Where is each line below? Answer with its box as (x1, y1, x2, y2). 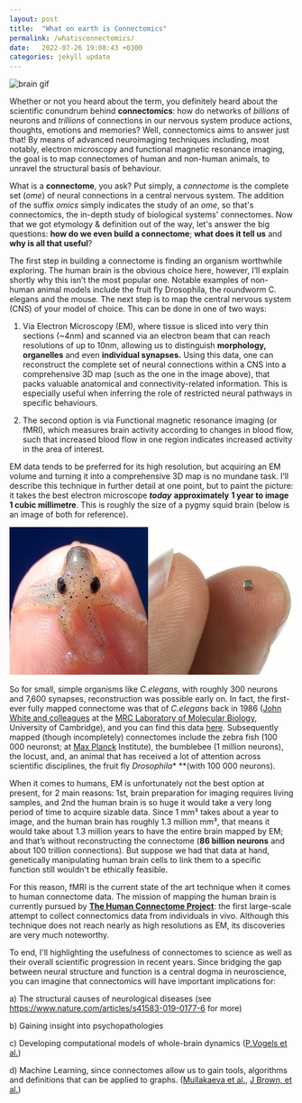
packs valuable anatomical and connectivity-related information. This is (22, 379, 288, 390)
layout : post (9, 14, 59, 23)
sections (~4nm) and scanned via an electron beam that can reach (22, 330, 270, 342)
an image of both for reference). (9, 510, 129, 520)
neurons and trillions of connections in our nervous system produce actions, (9, 115, 293, 126)
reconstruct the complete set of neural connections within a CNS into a (22, 359, 287, 370)
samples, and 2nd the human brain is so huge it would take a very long (9, 797, 272, 808)
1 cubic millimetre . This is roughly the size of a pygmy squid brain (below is (9, 500, 290, 510)
